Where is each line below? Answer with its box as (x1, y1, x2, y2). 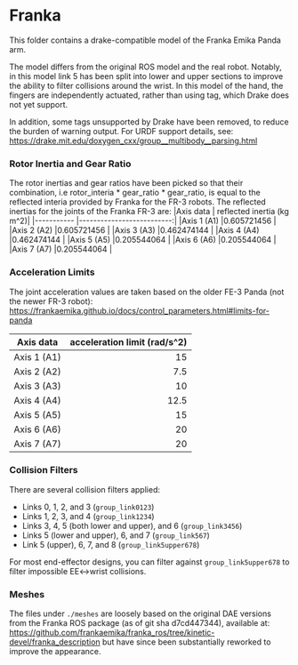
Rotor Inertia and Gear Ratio (9, 157, 132, 170)
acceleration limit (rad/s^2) (69, 335, 188, 348)
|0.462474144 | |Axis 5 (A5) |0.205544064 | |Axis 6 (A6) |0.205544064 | (9, 235, 277, 245)
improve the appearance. (9, 646, 101, 657)
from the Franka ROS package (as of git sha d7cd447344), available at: (9, 618, 270, 629)
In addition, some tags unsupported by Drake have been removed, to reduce (9, 116, 289, 127)
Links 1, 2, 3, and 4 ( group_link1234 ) (21, 510, 155, 521)
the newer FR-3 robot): (9, 295, 93, 307)
